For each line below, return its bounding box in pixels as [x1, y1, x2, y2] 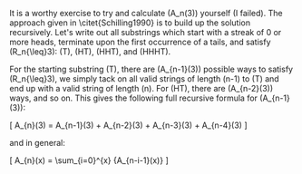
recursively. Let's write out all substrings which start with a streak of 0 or [9, 27, 282, 37]
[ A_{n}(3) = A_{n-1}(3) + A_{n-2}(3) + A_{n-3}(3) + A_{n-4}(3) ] [9, 120, 248, 130]
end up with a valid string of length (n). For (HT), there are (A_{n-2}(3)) [9, 83, 274, 93]
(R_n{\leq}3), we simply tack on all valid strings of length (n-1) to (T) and [9, 73, 279, 84]
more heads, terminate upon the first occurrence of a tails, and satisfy [9, 36, 271, 47]
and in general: [9, 138, 65, 148]
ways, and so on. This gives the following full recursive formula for [9, 92, 258, 103]
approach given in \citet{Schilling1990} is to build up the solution [9, 17, 251, 28]
